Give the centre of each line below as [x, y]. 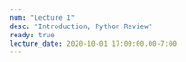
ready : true [32, 35]
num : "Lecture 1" [42, 18]
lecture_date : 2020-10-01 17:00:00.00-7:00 [93, 43]
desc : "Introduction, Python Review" [81, 26]
